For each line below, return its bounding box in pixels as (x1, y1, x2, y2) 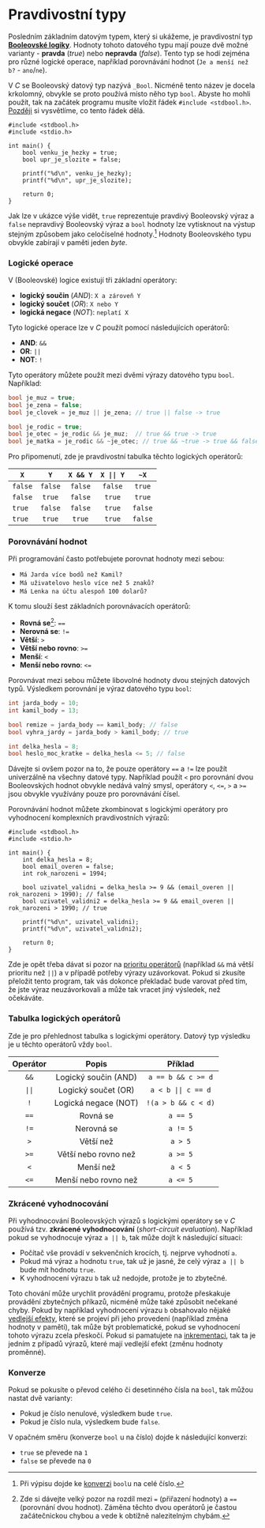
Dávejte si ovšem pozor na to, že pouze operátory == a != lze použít (8, 764, 227, 774)
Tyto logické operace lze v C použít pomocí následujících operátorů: (8, 323, 230, 332)
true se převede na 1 (19, 1448, 88, 1458)
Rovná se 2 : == (19, 617, 65, 628)
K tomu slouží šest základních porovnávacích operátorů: (8, 602, 191, 611)
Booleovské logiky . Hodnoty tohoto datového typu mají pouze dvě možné (8, 40, 248, 49)
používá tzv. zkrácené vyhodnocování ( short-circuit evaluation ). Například (8, 1224, 253, 1234)
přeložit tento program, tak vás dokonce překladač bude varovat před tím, (8, 976, 248, 986)
